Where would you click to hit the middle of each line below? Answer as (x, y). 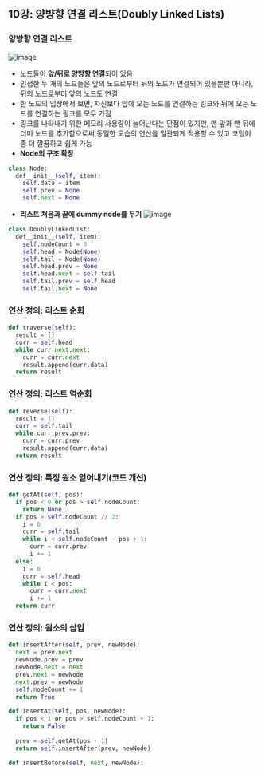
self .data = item (51, 183)
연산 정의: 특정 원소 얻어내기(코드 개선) (78, 477)
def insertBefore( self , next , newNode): (76, 763)
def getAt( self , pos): (46, 495)
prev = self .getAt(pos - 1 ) (62, 740)
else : (25, 561)
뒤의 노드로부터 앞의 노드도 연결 (68, 93)
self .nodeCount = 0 (55, 244)
